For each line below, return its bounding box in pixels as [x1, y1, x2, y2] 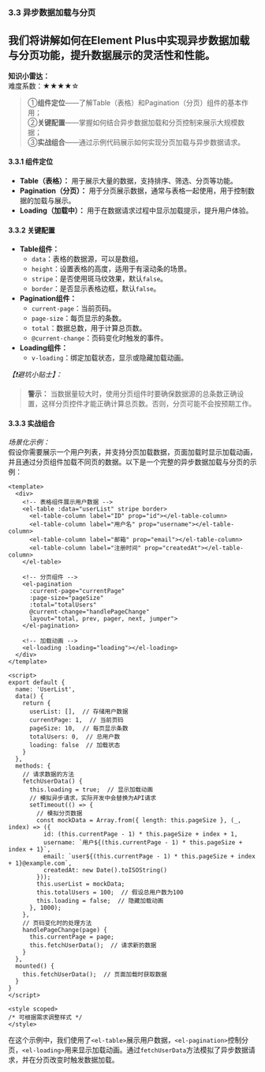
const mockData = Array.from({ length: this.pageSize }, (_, [36, 817, 242, 825]
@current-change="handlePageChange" [28, 608, 150, 616]
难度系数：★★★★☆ [8, 81, 80, 90]
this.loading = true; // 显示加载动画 [28, 786, 154, 794]
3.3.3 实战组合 [8, 418, 55, 428]
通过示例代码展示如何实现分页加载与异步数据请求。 [78, 137, 245, 147]
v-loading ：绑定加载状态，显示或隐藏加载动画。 [31, 353, 188, 363]
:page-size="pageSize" [28, 595, 104, 602]
